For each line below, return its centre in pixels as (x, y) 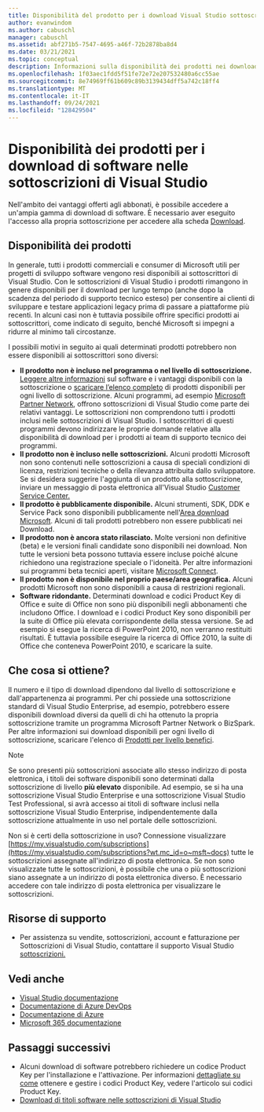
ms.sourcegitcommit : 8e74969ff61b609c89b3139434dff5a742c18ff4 (114, 81)
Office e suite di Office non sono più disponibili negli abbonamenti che (133, 604)
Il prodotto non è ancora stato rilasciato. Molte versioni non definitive (133, 537)
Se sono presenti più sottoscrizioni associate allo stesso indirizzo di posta (128, 770)
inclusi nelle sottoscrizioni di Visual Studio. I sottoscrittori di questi (126, 420)
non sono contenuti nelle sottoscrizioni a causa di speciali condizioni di (134, 462)
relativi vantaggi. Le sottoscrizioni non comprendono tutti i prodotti (127, 412)
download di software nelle (98, 166)
